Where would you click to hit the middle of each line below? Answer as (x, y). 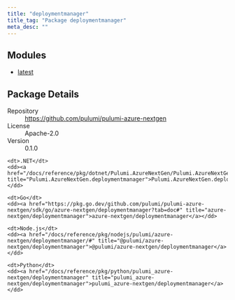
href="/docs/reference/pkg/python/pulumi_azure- (101, 271)
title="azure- (206, 210)
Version (18, 141)
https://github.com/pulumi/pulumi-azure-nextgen (95, 118)
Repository (23, 111)
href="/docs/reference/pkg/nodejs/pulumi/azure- (101, 235)
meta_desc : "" (28, 27)
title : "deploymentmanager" (48, 14)
